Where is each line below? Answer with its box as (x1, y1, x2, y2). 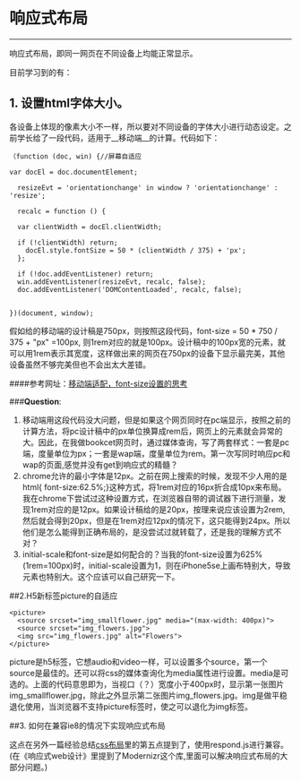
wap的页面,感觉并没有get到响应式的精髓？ (21, 459, 179, 470)
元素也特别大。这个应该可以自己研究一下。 (21, 571, 180, 582)
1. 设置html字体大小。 (9, 96, 130, 111)
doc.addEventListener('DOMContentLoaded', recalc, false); (17, 285, 243, 294)
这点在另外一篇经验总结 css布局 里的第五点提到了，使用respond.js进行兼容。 (9, 739, 288, 750)
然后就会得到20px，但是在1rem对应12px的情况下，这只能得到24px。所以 (21, 515, 291, 526)
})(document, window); (9, 308, 94, 318)
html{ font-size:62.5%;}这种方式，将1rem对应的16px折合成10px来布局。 (21, 481, 287, 493)
